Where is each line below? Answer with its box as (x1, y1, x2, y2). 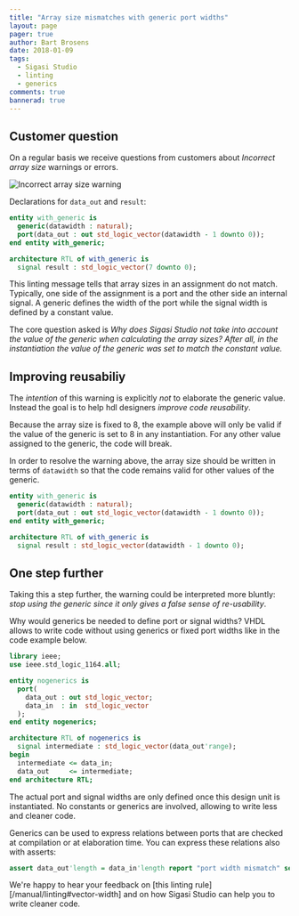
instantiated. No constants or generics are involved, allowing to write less (9, 800, 278, 811)
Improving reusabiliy (9, 369, 126, 384)
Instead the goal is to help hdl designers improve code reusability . (9, 402, 251, 413)
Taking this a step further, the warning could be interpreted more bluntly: (9, 589, 276, 600)
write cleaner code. (9, 898, 81, 909)
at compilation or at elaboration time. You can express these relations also (9, 837, 280, 847)
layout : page (9, 21, 58, 30)
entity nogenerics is (9, 677, 90, 685)
